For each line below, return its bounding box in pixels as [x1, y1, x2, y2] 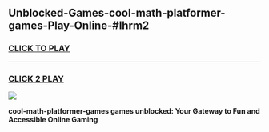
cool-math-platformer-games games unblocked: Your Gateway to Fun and [8, 106, 260, 115]
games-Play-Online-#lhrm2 [8, 19, 150, 33]
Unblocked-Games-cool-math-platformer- [8, 6, 226, 20]
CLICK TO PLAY [8, 43, 70, 54]
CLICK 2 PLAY [8, 73, 64, 84]
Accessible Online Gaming [8, 114, 98, 124]
